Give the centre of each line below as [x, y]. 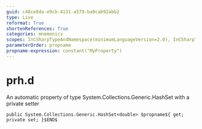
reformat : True [25, 23]
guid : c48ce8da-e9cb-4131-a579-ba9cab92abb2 [63, 12]
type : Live [20, 17]
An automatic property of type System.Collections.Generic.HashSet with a [98, 97]
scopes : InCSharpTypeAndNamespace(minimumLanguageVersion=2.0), [88, 40]
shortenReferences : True [37, 28]
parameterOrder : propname [38, 46]
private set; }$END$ [32, 120]
